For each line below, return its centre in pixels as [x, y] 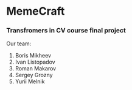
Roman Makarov [36, 69]
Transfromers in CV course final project [66, 31]
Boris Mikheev [33, 56]
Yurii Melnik [30, 81]
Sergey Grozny [34, 75]
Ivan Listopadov [35, 62]
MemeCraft [36, 11]
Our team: [19, 43]
